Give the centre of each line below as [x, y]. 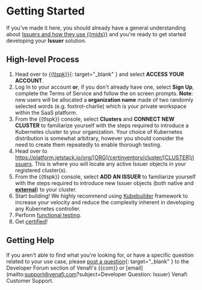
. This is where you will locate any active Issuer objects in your [109, 163]
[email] [134, 268]
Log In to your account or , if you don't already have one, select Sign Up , [104, 87]
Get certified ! [31, 221]
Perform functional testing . [48, 215]
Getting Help [30, 240]
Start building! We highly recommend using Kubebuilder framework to [101, 196]
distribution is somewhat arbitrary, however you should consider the [99, 138]
